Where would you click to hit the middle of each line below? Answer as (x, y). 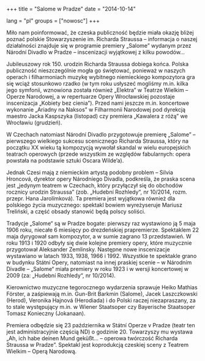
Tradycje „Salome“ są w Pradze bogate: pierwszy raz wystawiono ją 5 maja (101, 223)
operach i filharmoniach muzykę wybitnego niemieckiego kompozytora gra (101, 77)
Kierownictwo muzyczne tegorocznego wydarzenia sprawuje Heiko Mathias (102, 287)
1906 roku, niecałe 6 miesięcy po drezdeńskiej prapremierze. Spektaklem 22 (103, 230)
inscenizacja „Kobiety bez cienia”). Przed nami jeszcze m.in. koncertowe (98, 103)
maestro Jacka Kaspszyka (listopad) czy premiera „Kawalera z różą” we (97, 116)
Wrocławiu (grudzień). (34, 123)
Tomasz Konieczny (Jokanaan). (46, 313)
